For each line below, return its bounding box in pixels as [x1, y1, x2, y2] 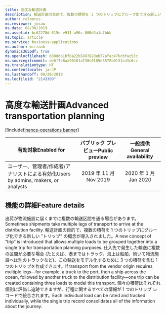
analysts [7, 183, 27, 190]
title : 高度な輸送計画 [5, 7, 47, 12]
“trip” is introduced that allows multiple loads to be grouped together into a [5, 238, 157, 244]
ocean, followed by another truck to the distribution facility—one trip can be [5, 274, 160, 280]
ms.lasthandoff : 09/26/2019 [5, 72, 63, 77]
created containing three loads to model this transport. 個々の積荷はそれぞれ [5, 280, 161, 286]
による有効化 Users [27, 170, 71, 177]
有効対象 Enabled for [17, 146, 65, 153]
